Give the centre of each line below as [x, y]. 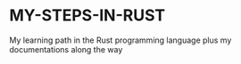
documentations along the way [66, 49]
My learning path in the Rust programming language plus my [120, 40]
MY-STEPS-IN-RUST [87, 16]
